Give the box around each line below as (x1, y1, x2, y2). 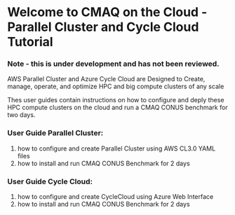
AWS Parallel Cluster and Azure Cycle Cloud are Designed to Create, (7, 75, 206, 83)
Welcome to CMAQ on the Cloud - (7, 4, 208, 20)
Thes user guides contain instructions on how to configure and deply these (7, 96, 224, 104)
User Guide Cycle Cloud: (7, 176, 93, 186)
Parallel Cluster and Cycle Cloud (7, 19, 199, 35)
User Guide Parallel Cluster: (7, 128, 104, 138)
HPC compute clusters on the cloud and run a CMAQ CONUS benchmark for (7, 103, 228, 112)
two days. (7, 111, 36, 119)
